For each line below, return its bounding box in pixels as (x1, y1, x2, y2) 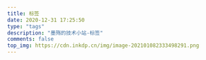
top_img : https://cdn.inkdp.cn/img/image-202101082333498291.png (7, 42, 199, 49)
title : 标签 (7, 10, 39, 17)
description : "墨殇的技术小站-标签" (7, 29, 104, 37)
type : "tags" (7, 23, 45, 30)
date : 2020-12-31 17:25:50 (7, 17, 85, 23)
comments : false (7, 36, 54, 43)
